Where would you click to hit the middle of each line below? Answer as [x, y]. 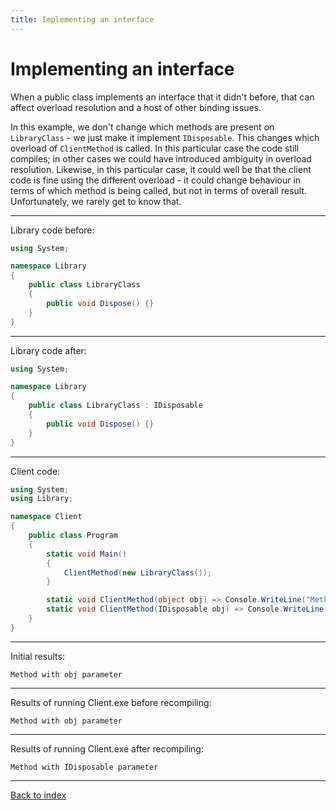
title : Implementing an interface [82, 19]
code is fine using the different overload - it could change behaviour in [156, 180]
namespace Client [46, 517]
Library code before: [52, 230]
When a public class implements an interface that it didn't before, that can [162, 97]
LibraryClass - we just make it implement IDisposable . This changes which [165, 137]
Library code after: [48, 350]
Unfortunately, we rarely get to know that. [96, 201]
